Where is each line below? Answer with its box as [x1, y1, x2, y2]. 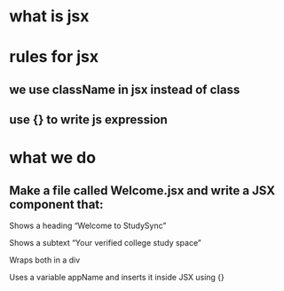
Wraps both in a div [9, 255, 81, 265]
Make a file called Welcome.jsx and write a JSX [9, 183, 275, 198]
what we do [9, 148, 96, 168]
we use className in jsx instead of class [9, 82, 241, 97]
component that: [9, 197, 104, 212]
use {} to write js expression [9, 113, 169, 128]
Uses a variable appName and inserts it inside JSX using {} [9, 272, 225, 283]
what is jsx [9, 6, 90, 27]
